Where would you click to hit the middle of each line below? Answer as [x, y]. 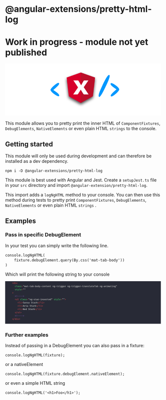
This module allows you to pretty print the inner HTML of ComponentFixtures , [83, 123]
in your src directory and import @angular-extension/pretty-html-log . [76, 185]
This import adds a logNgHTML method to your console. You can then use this [83, 195]
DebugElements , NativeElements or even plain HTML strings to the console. [81, 129]
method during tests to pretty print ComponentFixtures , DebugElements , [76, 200]
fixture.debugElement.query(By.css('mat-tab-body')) [69, 260]
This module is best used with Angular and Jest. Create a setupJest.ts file [81, 180]
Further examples [27, 335]
